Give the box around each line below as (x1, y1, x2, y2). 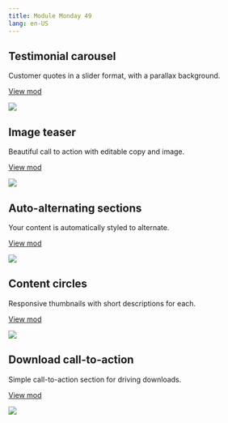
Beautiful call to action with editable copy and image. (8, 147, 185, 156)
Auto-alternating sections (8, 201, 142, 215)
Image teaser (8, 125, 77, 139)
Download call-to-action (8, 353, 134, 367)
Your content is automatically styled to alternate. (8, 222, 170, 232)
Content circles (8, 277, 87, 291)
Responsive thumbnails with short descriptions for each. (8, 298, 196, 308)
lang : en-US (8, 19, 49, 28)
